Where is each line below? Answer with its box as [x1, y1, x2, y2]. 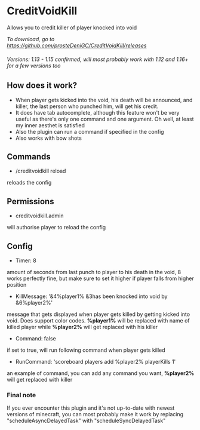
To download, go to [7, 35, 55, 42]
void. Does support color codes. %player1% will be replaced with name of [7, 317, 190, 324]
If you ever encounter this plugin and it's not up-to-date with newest [7, 404, 175, 411]
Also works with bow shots [15, 134, 82, 142]
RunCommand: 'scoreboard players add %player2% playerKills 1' [15, 358, 176, 365]
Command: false [15, 335, 56, 342]
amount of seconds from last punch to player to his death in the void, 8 [7, 269, 181, 275]
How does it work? [7, 81, 78, 91]
